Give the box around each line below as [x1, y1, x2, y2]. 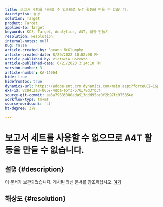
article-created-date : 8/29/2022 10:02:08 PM [5, 52, 98, 57]
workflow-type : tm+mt [5, 97, 49, 102]
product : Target [5, 20, 38, 26]
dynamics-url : [5, 83, 34, 89]
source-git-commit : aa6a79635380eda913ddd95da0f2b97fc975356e [5, 92, 133, 97]
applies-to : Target [5, 25, 45, 30]
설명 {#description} [5, 165, 64, 174]
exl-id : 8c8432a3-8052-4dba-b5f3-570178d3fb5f [5, 88, 101, 93]
